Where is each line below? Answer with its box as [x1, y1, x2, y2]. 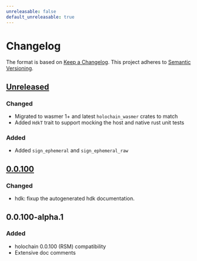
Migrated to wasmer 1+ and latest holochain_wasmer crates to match [14, 113, 178, 120]
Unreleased [6, 82, 50, 91]
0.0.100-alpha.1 [6, 212, 64, 222]
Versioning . [6, 65, 34, 72]
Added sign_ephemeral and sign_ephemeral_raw [14, 147, 128, 154]
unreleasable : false [6, 8, 57, 15]
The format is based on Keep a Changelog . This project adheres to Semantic [6, 59, 191, 66]
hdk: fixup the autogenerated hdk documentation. [14, 195, 135, 202]
